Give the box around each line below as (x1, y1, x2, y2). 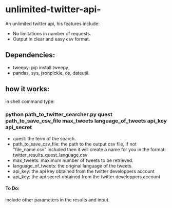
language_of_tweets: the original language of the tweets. (12, 162, 133, 169)
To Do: (5, 185, 20, 192)
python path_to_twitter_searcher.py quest (5, 111, 113, 118)
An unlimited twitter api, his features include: (5, 20, 100, 27)
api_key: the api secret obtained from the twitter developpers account (12, 173, 161, 180)
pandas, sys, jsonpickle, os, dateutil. (12, 70, 90, 76)
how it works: (5, 85, 50, 93)
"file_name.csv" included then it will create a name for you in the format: (12, 146, 166, 152)
